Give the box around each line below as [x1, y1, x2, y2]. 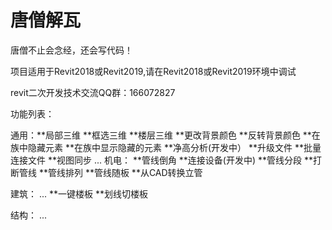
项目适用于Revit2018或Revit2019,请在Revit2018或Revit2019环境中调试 [10, 65, 297, 77]
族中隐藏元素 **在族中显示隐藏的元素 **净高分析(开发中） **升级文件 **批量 [10, 141, 322, 153]
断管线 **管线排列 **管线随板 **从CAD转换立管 [10, 166, 203, 178]
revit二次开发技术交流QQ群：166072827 [10, 86, 176, 98]
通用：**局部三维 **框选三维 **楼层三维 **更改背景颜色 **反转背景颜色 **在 [10, 129, 321, 141]
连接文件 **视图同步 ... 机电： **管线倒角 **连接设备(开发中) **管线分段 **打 [10, 154, 323, 166]
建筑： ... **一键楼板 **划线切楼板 [10, 187, 148, 200]
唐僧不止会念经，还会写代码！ [10, 44, 133, 56]
